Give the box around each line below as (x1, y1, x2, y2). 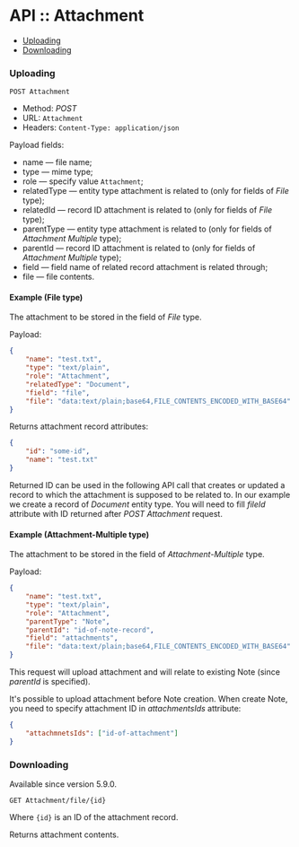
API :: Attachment (9, 5, 145, 26)
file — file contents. (22, 271, 95, 283)
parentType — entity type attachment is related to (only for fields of (22, 223, 272, 234)
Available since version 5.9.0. (9, 778, 118, 790)
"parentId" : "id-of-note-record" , (25, 625, 154, 634)
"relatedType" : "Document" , (25, 380, 130, 389)
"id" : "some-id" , (25, 447, 91, 456)
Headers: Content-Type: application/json (22, 122, 180, 133)
